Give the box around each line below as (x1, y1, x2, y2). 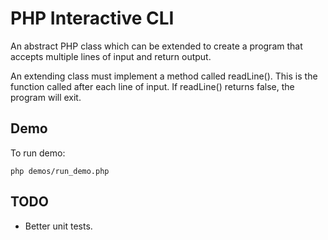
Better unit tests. (24, 220, 93, 232)
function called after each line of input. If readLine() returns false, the (10, 80, 295, 92)
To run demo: (10, 147, 66, 159)
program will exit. (10, 91, 82, 103)
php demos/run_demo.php (10, 166, 110, 176)
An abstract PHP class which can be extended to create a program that (10, 40, 303, 52)
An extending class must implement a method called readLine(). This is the (10, 70, 318, 82)
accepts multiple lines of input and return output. (10, 50, 212, 62)
